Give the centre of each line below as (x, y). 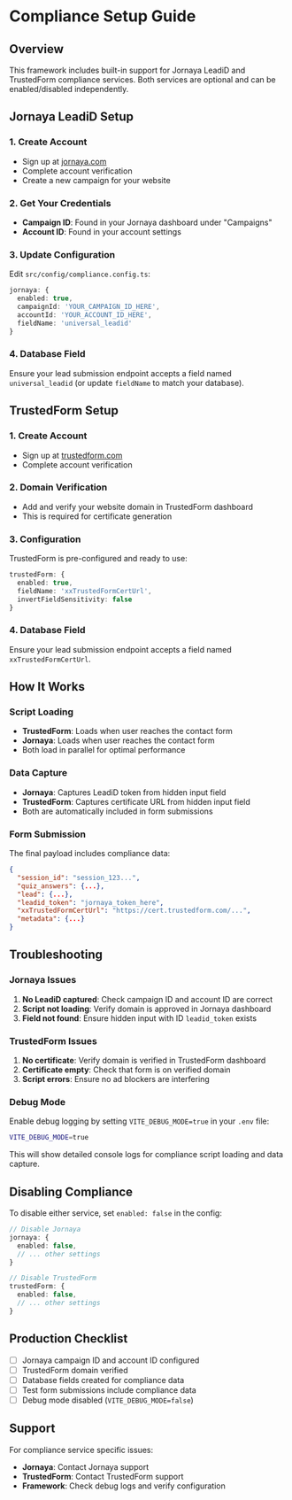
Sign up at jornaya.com (64, 161)
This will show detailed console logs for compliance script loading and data (146, 1155)
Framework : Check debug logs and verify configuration (123, 1486)
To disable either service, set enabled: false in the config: (116, 1213)
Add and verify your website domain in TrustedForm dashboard (138, 506)
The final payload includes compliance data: (90, 854)
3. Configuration (45, 539)
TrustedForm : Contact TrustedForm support (103, 1476)
